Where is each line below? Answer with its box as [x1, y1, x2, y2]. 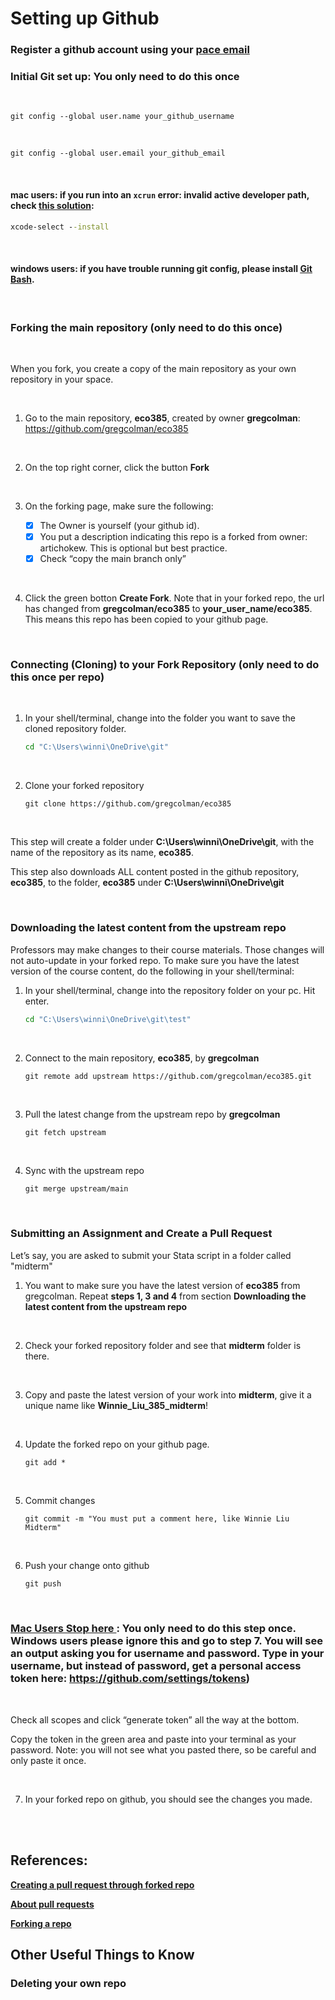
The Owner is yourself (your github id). [39, 519, 200, 531]
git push [24, 1578, 62, 1589]
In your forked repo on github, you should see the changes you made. [24, 1793, 313, 1805]
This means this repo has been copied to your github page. [24, 613, 269, 626]
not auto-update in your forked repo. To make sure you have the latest [10, 954, 300, 966]
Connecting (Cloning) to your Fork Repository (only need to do [10, 658, 320, 672]
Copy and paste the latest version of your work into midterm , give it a [24, 1388, 312, 1401]
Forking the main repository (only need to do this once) [10, 320, 283, 334]
